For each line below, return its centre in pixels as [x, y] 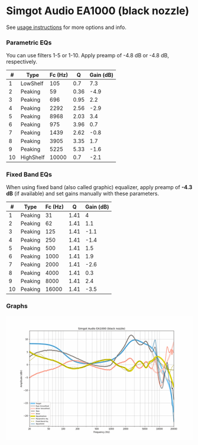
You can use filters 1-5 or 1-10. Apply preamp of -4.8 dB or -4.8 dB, [88, 56]
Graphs [17, 306]
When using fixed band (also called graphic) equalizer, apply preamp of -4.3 [99, 187]
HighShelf [33, 157]
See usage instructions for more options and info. [66, 27]
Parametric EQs [29, 43]
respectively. [22, 62]
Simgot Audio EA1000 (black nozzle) [98, 11]
